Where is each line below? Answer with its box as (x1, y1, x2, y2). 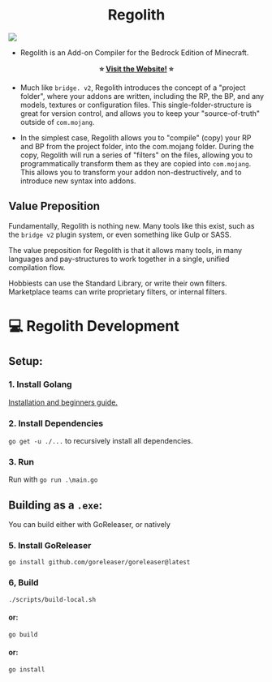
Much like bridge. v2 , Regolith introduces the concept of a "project (19, 83, 246, 92)
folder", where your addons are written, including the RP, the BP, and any (19, 91, 265, 101)
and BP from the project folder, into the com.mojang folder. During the (19, 141, 254, 151)
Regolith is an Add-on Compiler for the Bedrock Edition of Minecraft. (19, 47, 249, 58)
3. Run (8, 456, 35, 467)
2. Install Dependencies (8, 418, 104, 429)
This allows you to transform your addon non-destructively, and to (19, 167, 242, 177)
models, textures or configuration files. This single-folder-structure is (19, 100, 252, 109)
